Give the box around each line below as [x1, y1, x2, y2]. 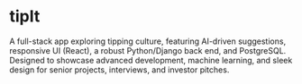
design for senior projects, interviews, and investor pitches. [9, 64, 230, 75]
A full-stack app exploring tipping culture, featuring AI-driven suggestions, [9, 36, 287, 46]
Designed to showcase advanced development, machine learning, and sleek [9, 55, 293, 65]
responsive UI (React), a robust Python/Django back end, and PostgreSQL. [9, 45, 287, 55]
